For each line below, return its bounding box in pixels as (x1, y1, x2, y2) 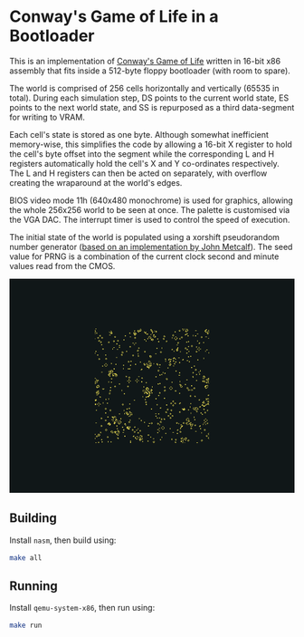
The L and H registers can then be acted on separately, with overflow (9, 168, 268, 179)
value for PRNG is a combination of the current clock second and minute (9, 251, 280, 262)
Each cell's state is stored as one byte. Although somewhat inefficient (9, 129, 270, 140)
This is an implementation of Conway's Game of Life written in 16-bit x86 (9, 55, 281, 66)
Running (9, 578, 59, 594)
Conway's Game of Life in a (9, 6, 219, 27)
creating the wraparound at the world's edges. (9, 177, 183, 188)
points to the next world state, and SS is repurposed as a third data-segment (9, 101, 295, 112)
